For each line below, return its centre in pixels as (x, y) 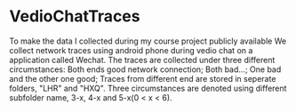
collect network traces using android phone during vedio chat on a (131, 50)
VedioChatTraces (75, 16)
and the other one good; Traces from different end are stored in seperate (143, 78)
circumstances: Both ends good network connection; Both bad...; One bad (145, 69)
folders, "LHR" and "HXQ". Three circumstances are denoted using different (148, 88)
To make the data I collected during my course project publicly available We (148, 41)
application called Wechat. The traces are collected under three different (142, 60)
